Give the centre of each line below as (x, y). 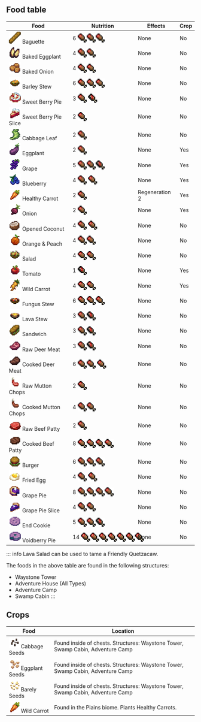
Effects (156, 26)
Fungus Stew (38, 304)
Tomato (31, 274)
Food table (26, 10)
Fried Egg (34, 480)
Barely (29, 689)
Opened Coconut (43, 229)
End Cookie (36, 525)
